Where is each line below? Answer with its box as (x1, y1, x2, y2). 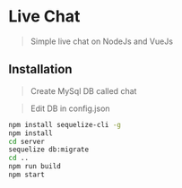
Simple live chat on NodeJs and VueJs (30, 36, 174, 47)
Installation (8, 62, 73, 77)
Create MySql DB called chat (30, 85, 137, 96)
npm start (8, 170, 46, 179)
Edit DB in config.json (30, 103, 110, 114)
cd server (8, 137, 46, 146)
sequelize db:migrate (8, 145, 90, 154)
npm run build (8, 162, 62, 171)
